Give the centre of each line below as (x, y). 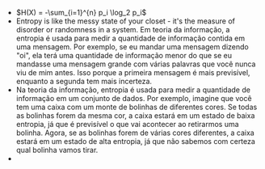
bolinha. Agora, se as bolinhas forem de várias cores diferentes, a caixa (135, 133)
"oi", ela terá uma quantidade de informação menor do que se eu (124, 55)
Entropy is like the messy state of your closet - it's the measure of (126, 21)
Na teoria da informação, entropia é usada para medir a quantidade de (133, 90)
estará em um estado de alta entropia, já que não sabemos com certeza (136, 141)
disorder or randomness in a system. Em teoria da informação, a (123, 30)
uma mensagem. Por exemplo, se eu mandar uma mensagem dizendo (132, 47)
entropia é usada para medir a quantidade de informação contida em (130, 38)
